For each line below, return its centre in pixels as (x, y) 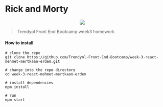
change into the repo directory (43, 70)
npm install (17, 87)
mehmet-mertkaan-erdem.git (33, 62)
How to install (19, 43)
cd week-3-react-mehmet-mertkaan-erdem (46, 74)
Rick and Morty (37, 9)
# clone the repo (23, 53)
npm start (15, 100)
